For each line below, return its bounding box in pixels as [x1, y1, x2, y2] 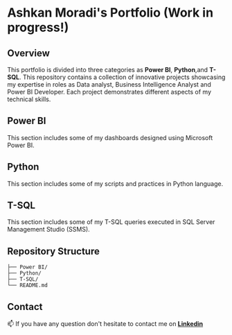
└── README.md [7, 282, 48, 289]
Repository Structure [7, 245, 100, 257]
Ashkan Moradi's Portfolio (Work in [7, 5, 213, 21]
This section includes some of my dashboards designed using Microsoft [7, 133, 213, 141]
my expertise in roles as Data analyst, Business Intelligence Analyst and [7, 80, 211, 88]
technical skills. [7, 95, 51, 103]
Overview [7, 47, 51, 59]
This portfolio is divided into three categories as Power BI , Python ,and [7, 66, 208, 74]
